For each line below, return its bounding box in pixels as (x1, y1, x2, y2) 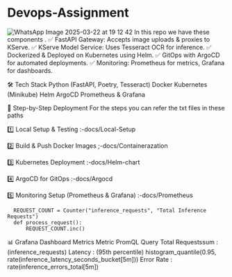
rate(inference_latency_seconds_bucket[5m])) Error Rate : (7, 255, 172, 263)
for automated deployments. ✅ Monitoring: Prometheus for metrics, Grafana (7, 58, 225, 67)
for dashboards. (7, 66, 53, 74)
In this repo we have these (134, 28, 210, 36)
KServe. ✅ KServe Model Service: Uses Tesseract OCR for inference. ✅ (7, 43, 212, 51)
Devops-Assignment (7, 5, 129, 21)
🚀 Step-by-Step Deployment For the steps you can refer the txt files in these (7, 103, 225, 112)
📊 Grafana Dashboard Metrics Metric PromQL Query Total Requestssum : (7, 237, 219, 246)
